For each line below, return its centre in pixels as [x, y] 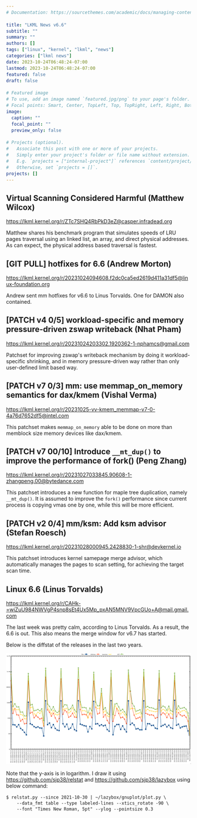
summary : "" [21, 37]
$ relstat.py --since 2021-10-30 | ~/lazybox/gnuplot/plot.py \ [86, 797]
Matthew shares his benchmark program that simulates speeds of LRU [91, 233]
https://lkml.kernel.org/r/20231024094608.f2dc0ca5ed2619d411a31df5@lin [97, 278]
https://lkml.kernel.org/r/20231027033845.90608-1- [69, 475]
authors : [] [21, 43]
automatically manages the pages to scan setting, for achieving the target [95, 565]
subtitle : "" [22, 31]
